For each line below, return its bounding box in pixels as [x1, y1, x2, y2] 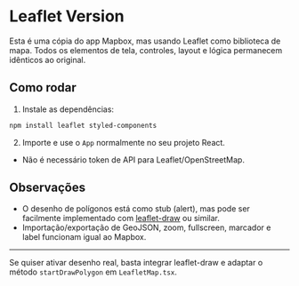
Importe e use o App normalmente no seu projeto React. [21, 137, 225, 147]
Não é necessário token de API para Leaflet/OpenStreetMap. [21, 154, 245, 165]
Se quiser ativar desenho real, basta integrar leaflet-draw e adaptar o [9, 258, 263, 268]
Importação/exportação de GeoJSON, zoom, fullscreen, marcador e [21, 222, 271, 233]
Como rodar [9, 80, 77, 95]
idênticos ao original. [9, 54, 86, 65]
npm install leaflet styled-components [9, 121, 158, 130]
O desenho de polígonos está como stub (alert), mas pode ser [21, 203, 251, 214]
